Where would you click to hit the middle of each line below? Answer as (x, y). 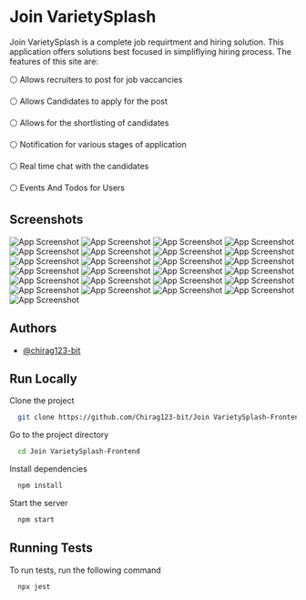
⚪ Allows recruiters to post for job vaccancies (96, 79)
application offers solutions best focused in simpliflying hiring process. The (150, 51)
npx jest (34, 586)
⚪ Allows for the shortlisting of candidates (89, 122)
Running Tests (51, 548)
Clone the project (42, 401)
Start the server (39, 503)
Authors (33, 328)
